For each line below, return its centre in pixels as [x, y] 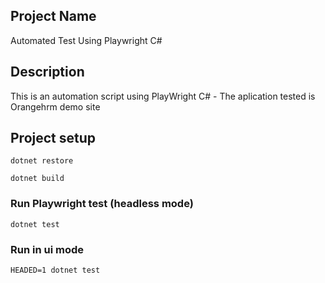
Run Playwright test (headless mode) [102, 204]
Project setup [53, 138]
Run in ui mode [47, 249]
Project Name [53, 16]
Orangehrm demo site [55, 106]
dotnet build [37, 179]
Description [47, 72]
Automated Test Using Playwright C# [86, 40]
